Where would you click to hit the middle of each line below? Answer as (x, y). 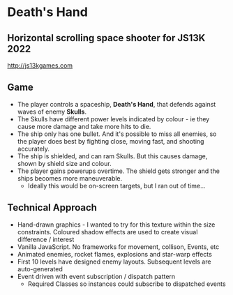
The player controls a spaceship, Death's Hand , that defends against (116, 104)
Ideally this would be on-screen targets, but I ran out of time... (116, 186)
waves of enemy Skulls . (52, 112)
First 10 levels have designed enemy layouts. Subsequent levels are (114, 262)
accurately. (33, 149)
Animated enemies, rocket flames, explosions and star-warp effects (115, 254)
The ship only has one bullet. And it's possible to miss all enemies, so (117, 134)
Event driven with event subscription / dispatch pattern (96, 276)
